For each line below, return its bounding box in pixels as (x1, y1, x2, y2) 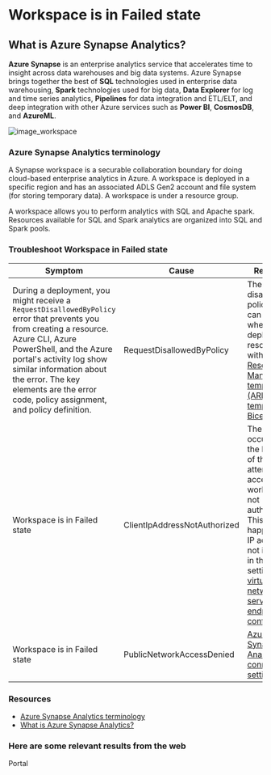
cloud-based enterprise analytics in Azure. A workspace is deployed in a (8, 174, 250, 184)
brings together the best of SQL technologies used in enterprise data (8, 77, 238, 86)
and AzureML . (8, 111, 56, 121)
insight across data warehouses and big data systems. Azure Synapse (8, 68, 242, 78)
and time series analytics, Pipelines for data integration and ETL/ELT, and (8, 94, 252, 103)
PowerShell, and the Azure (12, 343, 113, 354)
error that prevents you (12, 313, 100, 324)
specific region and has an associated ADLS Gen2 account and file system (8, 182, 256, 192)
